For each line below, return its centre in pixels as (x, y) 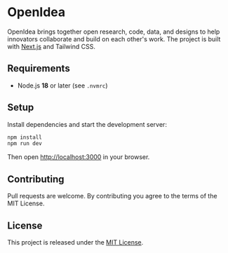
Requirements (39, 68)
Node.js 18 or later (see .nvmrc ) (62, 86)
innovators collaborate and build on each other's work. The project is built (114, 39)
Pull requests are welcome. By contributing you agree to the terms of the (112, 196)
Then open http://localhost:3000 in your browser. (79, 157)
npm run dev (25, 144)
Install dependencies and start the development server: (87, 124)
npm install (25, 137)
